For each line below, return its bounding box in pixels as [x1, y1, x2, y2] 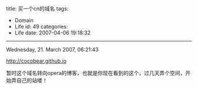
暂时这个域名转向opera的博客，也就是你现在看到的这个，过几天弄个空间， [6, 70, 186, 76]
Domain [14, 17, 34, 23]
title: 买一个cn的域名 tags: [6, 5, 69, 12]
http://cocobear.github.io [6, 57, 67, 64]
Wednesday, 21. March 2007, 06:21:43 [6, 46, 99, 53]
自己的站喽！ [16, 77, 48, 84]
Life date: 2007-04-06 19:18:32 [14, 29, 91, 36]
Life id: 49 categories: [14, 23, 68, 30]
